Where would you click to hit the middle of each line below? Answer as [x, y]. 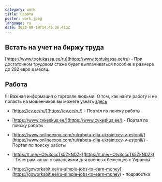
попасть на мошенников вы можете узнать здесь [56, 101]
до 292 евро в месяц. [27, 69]
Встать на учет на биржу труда [54, 47]
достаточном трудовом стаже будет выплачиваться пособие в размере [80, 64]
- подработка [136, 174]
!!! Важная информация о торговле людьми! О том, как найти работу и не [81, 96]
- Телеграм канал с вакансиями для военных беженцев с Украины [81, 159]
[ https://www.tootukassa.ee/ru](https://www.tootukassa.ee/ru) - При [74, 59]
